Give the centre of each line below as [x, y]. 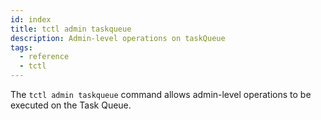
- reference [44, 57]
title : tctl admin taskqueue [71, 29]
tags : [21, 47]
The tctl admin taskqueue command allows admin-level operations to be [161, 94]
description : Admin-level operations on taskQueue [118, 38]
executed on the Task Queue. [71, 105]
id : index [31, 19]
